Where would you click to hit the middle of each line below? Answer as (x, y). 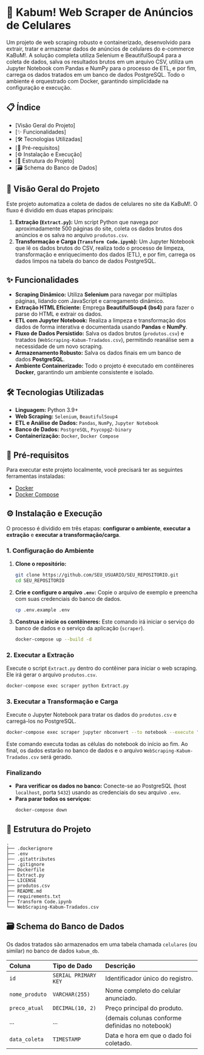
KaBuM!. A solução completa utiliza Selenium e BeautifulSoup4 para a (94, 55)
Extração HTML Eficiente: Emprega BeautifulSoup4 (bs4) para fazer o (104, 308)
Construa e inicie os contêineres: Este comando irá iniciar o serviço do (105, 622)
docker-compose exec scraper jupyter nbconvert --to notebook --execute (100, 733)
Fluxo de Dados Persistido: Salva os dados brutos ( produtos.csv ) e (99, 333)
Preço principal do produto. (144, 1008)
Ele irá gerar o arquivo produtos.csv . (52, 674)
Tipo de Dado (73, 965)
